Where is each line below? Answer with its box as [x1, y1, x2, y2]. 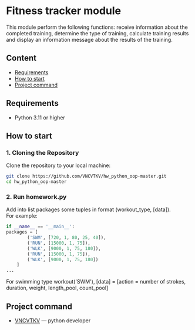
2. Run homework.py [6, 192, 67, 201]
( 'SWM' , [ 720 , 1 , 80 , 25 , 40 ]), [27, 235, 107, 241]
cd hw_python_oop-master [6, 179, 67, 185]
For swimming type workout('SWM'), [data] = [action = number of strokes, [6, 278, 186, 285]
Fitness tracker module [6, 4, 122, 18]
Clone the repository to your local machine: [6, 162, 111, 169]
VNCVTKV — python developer [14, 316, 91, 324]
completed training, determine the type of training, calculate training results [6, 29, 189, 36]
